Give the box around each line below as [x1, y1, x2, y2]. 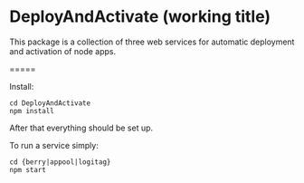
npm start [9, 165, 47, 174]
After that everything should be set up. [9, 122, 154, 133]
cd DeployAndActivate [9, 98, 91, 108]
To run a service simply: [9, 140, 100, 150]
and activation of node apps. [9, 45, 116, 56]
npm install [9, 106, 54, 115]
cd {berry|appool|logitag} [9, 157, 111, 167]
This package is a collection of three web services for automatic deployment [9, 36, 295, 47]
